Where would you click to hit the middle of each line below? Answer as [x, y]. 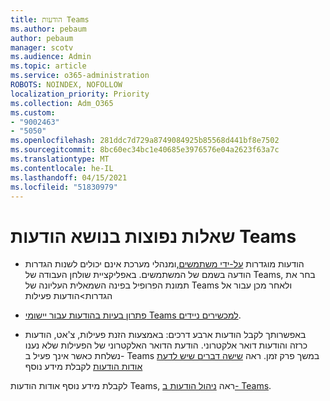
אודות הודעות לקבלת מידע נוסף [83, 367]
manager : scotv [42, 47]
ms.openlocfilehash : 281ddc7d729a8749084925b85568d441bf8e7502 [145, 141]
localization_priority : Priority [80, 94]
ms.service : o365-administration [80, 76]
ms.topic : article [48, 66]
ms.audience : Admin [51, 57]
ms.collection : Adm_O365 [62, 103]
